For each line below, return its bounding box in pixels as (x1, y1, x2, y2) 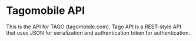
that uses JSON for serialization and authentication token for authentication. (6, 29, 190, 36)
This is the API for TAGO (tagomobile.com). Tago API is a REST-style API (6, 23, 181, 30)
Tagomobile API (6, 4, 85, 17)
